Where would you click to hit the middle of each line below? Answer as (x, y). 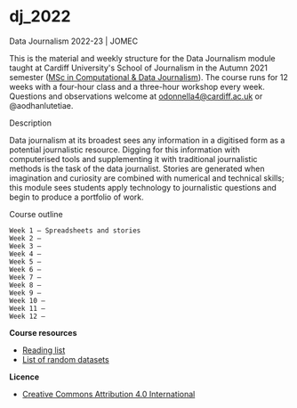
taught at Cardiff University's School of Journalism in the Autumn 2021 (139, 68)
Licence (24, 377)
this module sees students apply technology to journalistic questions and (143, 187)
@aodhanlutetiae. (41, 105)
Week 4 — (25, 254)
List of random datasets (65, 359)
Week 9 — (25, 293)
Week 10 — (28, 300)
